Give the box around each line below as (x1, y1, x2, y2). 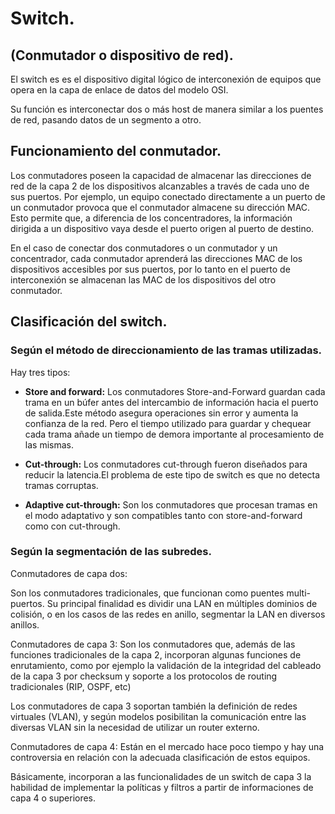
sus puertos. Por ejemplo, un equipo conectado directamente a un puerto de (10, 190, 326, 202)
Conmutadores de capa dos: (10, 567, 128, 579)
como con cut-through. (24, 520, 121, 532)
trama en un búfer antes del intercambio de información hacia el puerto (24, 396, 319, 408)
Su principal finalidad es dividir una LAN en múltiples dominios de (46, 597, 318, 609)
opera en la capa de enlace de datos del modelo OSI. (10, 84, 229, 96)
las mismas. (24, 438, 74, 451)
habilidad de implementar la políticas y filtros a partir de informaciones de (10, 781, 314, 793)
